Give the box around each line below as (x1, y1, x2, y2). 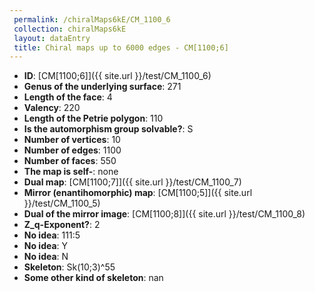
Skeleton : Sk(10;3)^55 (23, 261, 116, 273)
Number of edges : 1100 (23, 144, 122, 156)
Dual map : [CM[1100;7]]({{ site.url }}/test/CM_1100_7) (23, 176, 242, 188)
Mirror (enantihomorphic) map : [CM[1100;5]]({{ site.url (23, 187, 253, 199)
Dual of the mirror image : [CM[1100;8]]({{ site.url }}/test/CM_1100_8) (23, 208, 306, 220)
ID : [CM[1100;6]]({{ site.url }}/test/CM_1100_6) (23, 70, 212, 82)
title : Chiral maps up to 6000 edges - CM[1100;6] (13, 42, 229, 53)
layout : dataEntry (13, 33, 91, 43)
